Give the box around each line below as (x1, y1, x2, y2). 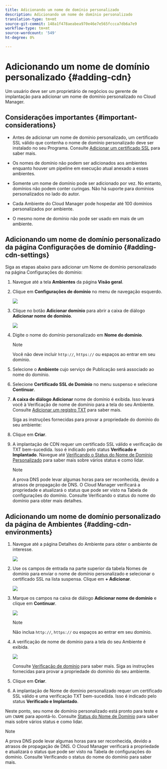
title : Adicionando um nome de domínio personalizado (5, 7, 120, 12)
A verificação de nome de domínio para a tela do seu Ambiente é (12, 639, 146, 645)
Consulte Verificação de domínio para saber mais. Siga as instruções (12, 663, 155, 669)
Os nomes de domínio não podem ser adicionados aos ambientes (12, 160, 147, 166)
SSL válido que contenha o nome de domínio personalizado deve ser (12, 139, 154, 145)
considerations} (5, 121, 56, 130)
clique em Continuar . (12, 600, 56, 607)
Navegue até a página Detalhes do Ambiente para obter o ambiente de (12, 541, 158, 547)
